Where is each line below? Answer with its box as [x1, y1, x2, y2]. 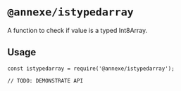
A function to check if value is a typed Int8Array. [7, 26, 148, 34]
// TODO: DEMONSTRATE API [7, 77, 83, 84]
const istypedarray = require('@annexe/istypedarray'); [7, 65, 175, 72]
